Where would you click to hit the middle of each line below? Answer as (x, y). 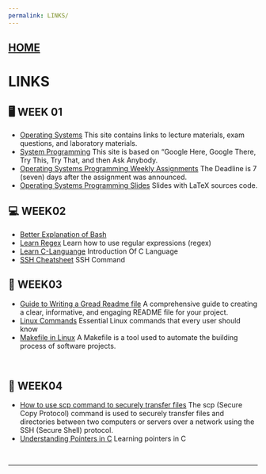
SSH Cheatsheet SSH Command (72, 259)
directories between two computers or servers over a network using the (137, 422)
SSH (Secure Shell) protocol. (66, 430)
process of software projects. (68, 346)
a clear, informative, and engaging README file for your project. (124, 312)
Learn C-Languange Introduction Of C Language (99, 251)
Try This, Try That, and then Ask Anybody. (89, 160)
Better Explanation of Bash (63, 234)
